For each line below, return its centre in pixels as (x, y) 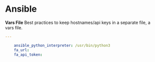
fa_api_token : (28, 55)
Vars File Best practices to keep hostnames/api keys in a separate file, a (78, 22)
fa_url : (22, 50)
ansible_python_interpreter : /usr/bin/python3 (62, 45)
